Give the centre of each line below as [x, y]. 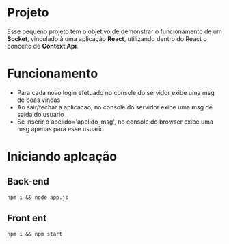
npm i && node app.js [38, 197]
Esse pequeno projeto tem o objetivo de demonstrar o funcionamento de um [114, 31]
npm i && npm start [35, 234]
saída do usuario [40, 114]
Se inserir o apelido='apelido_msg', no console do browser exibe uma [115, 122]
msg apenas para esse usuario [60, 128]
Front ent [27, 218]
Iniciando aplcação [62, 157]
